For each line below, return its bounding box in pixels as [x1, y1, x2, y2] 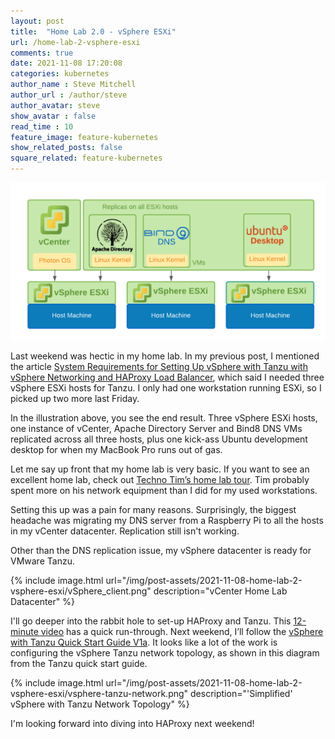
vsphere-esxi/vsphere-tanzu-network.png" [10, 688, 189, 699]
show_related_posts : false [10, 143, 123, 153]
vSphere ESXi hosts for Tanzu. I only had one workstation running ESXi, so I [10, 382, 322, 394]
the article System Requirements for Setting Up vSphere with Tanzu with [10, 361, 308, 372]
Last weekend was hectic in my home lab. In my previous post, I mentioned [10, 350, 320, 362]
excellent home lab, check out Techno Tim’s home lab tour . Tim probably [10, 474, 310, 485]
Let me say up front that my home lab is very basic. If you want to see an [10, 463, 310, 475]
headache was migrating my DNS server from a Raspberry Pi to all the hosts [10, 515, 324, 526]
